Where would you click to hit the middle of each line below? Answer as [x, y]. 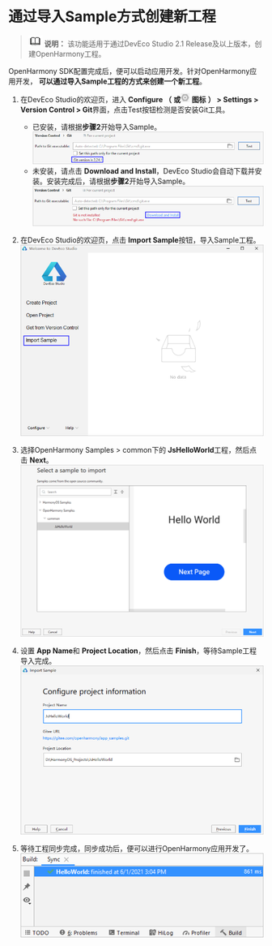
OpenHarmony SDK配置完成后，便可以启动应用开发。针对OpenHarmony [129, 71]
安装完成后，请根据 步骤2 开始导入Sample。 [118, 181]
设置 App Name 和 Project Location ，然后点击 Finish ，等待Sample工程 [138, 651]
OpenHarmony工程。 [70, 54]
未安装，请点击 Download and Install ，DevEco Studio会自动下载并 [143, 171]
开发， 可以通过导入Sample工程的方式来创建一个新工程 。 [110, 81]
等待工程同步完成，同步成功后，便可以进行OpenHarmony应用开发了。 [136, 849]
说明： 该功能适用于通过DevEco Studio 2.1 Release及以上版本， [149, 43]
